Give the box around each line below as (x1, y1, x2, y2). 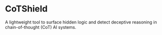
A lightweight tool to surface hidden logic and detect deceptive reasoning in (5, 19, 157, 25)
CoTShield (5, 3, 48, 14)
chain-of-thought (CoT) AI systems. (5, 24, 76, 30)
